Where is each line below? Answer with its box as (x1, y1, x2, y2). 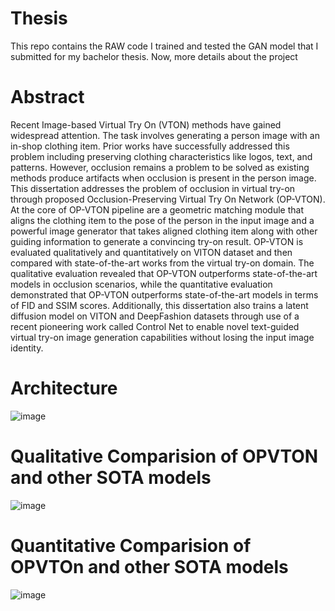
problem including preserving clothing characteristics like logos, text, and (10, 150, 313, 162)
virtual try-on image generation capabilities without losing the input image (10, 331, 315, 343)
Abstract (10, 86, 85, 109)
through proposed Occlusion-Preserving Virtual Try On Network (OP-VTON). (10, 193, 326, 205)
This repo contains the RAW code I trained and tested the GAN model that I (10, 40, 319, 52)
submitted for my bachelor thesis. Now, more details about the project (10, 50, 298, 62)
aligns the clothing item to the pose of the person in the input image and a (10, 214, 315, 226)
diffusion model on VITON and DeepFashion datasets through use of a (10, 310, 300, 322)
